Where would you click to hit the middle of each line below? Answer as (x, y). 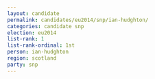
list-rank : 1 (26, 39)
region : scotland (32, 58)
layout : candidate (33, 13)
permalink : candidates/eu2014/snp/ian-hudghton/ (78, 20)
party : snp (23, 65)
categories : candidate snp (46, 26)
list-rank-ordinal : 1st (41, 45)
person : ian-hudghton (38, 52)
